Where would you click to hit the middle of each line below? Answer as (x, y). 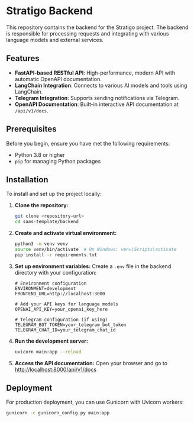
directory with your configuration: (56, 272)
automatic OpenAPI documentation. (58, 79)
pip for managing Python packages (58, 161)
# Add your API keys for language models (66, 304)
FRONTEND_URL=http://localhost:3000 (60, 294)
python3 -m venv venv (41, 244)
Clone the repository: (41, 205)
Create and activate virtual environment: (66, 233)
